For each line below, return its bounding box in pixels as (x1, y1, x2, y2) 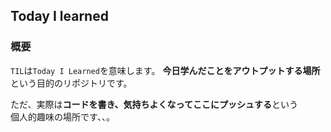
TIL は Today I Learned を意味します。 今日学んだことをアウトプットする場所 (10, 64, 321, 76)
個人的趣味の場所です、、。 (10, 110, 115, 123)
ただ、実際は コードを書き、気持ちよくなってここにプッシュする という (10, 98, 298, 110)
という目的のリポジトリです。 (10, 77, 133, 89)
